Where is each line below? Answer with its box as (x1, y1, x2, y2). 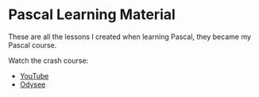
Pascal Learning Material (8, 6, 176, 24)
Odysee (19, 80, 46, 89)
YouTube (19, 71, 49, 80)
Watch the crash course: (8, 56, 89, 65)
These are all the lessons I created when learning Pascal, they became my (8, 32, 252, 41)
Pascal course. (8, 40, 57, 49)
